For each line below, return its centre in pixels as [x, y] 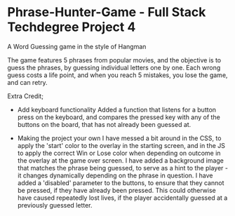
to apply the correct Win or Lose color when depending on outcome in [119, 153]
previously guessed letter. [55, 205]
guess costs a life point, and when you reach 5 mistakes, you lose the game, [117, 75]
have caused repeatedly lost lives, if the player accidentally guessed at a [122, 198]
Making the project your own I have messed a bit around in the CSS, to [119, 138]
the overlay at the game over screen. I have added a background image [121, 160]
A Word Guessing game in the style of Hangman [77, 46]
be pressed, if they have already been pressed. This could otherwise [116, 190]
